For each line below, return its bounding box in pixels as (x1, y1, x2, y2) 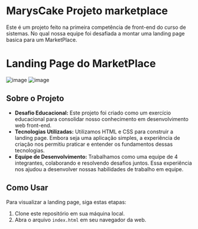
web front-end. (14, 122, 52, 129)
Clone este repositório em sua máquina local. (14, 210, 125, 217)
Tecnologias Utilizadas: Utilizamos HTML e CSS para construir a (14, 128, 173, 135)
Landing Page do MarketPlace (6, 57, 156, 70)
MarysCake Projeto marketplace (6, 4, 168, 18)
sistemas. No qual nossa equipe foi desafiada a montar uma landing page (6, 30, 185, 37)
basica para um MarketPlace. (6, 36, 77, 43)
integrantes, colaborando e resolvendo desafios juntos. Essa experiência (14, 159, 192, 166)
